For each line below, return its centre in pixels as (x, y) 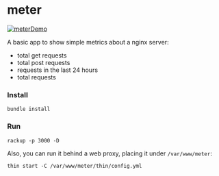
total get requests (42, 55)
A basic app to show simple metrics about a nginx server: (88, 42)
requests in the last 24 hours (57, 70)
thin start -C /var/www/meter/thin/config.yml (75, 166)
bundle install (29, 109)
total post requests (43, 62)
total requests (36, 77)
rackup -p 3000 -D (33, 140)
